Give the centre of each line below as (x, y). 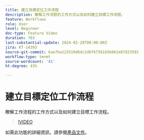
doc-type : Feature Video (31, 33)
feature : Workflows (26, 19)
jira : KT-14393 (21, 47)
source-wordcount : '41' (30, 61)
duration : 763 (20, 38)
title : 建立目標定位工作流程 (32, 10)
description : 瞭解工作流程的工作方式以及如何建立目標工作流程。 (65, 15)
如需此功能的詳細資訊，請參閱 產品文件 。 (47, 132)
